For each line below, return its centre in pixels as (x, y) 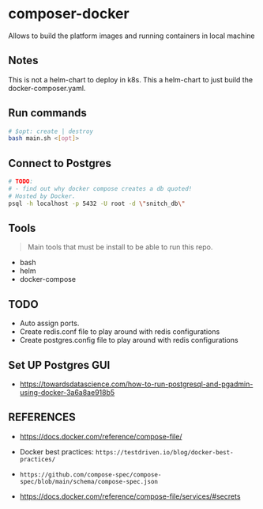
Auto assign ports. (49, 323)
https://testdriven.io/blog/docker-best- (165, 452)
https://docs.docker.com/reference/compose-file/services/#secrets (130, 496)
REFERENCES (42, 418)
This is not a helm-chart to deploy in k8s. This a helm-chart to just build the (131, 79)
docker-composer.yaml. (47, 88)
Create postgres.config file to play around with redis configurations (129, 340)
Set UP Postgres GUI (59, 365)
